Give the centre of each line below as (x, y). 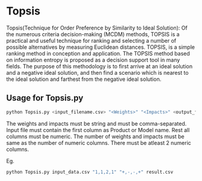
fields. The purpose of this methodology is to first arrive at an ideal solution (99, 66)
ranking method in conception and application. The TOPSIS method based (98, 53)
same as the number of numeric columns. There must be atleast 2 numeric (99, 142)
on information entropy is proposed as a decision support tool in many (93, 60)
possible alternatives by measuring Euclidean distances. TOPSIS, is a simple (101, 47)
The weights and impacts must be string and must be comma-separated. (96, 123)
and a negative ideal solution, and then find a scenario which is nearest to (97, 72)
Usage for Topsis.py (45, 98)
